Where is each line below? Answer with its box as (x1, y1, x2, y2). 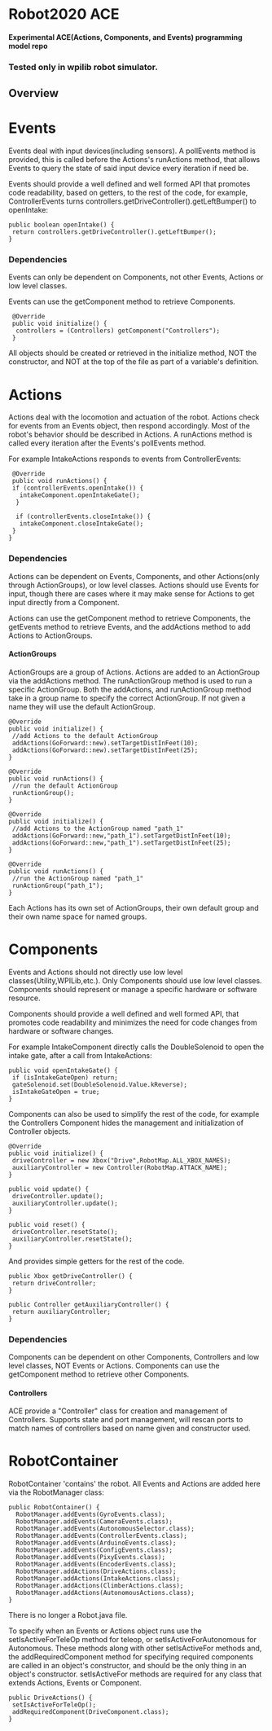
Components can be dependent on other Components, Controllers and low (8, 1352, 260, 1361)
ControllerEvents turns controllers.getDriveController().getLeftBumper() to (8, 196, 257, 206)
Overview (8, 86, 59, 100)
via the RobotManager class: (8, 1487, 104, 1497)
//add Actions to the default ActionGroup (11, 732, 159, 740)
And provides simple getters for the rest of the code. (8, 1256, 185, 1266)
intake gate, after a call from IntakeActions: (8, 1050, 152, 1060)
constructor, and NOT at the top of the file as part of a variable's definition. (8, 357, 259, 367)
